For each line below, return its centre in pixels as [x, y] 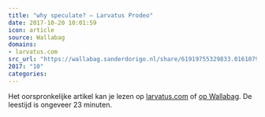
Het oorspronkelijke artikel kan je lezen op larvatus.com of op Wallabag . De [130, 96]
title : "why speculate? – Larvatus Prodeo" [81, 15]
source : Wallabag [37, 37]
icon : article [32, 30]
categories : [28, 74]
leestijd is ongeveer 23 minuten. [60, 104]
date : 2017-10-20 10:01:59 [52, 23]
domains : [22, 45]
